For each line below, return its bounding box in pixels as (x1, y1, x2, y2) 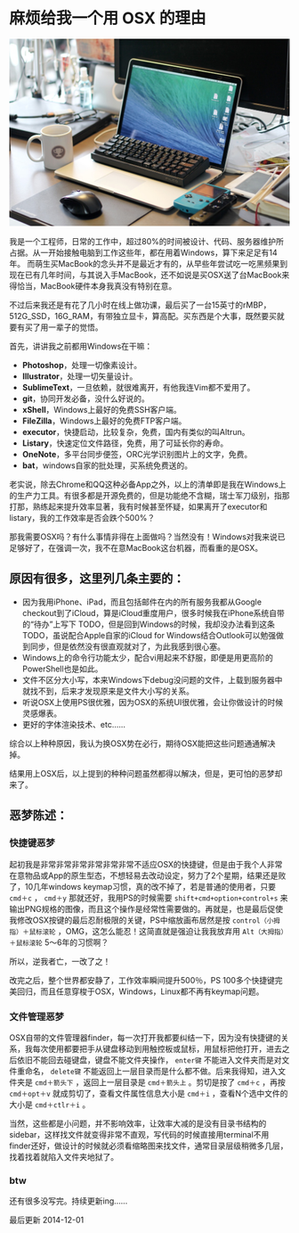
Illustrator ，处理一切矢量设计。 (21, 371, 138, 382)
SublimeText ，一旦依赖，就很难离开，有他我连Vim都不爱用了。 (21, 382, 255, 393)
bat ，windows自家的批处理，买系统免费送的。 (21, 460, 193, 471)
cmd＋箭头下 (34, 1078, 74, 1088)
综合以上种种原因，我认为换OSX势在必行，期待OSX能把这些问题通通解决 (9, 737, 276, 749)
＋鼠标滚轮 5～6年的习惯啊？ (9, 937, 109, 948)
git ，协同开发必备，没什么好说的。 (21, 393, 149, 404)
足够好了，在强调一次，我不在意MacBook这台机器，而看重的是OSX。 (9, 543, 263, 554)
